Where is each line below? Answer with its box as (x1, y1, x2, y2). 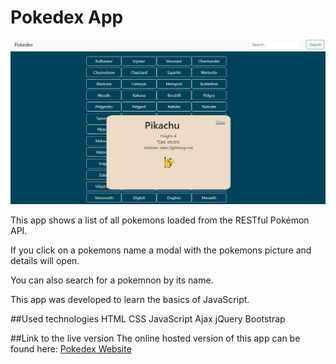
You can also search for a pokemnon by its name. (10, 274, 214, 286)
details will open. (10, 255, 80, 267)
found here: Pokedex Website (10, 343, 132, 355)
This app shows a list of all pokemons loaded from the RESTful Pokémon (10, 214, 310, 226)
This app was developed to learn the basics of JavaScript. (10, 294, 250, 306)
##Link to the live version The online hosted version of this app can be (10, 332, 301, 345)
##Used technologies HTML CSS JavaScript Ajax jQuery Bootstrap (10, 313, 286, 325)
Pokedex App (10, 6, 124, 29)
